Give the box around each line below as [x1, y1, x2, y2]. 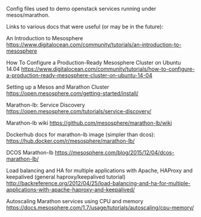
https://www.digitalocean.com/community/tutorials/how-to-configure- [20, 65, 195, 73]
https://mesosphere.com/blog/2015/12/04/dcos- [55, 149, 175, 156]
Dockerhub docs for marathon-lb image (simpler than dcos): [6, 131, 155, 138]
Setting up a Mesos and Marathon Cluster [6, 83, 109, 91]
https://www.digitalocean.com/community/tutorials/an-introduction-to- [6, 41, 182, 48]
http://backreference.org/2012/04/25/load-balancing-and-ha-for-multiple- [6, 180, 191, 186]
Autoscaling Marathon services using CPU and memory [6, 198, 144, 204]
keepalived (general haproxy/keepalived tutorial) [6, 173, 126, 180]
